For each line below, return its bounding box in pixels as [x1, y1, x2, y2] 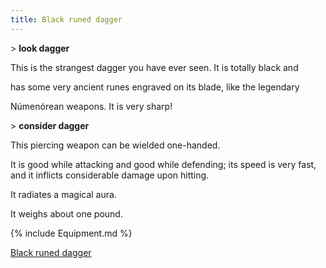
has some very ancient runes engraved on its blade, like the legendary [10, 81, 300, 93]
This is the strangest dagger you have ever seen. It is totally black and [10, 61, 299, 73]
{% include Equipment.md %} [10, 227, 133, 239]
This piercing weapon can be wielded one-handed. [10, 139, 221, 151]
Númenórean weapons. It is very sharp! [10, 100, 173, 112]
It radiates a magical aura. [10, 188, 117, 200]
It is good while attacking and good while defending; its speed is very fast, [10, 158, 317, 170]
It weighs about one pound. [10, 207, 123, 220]
